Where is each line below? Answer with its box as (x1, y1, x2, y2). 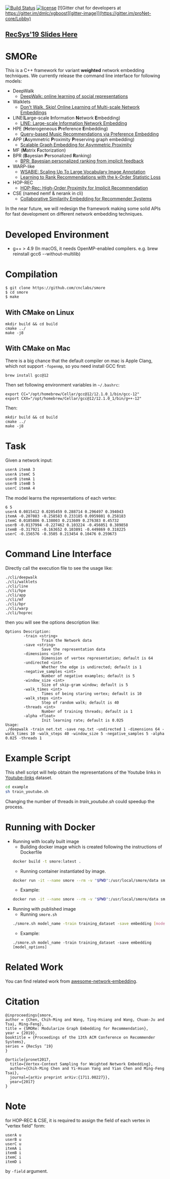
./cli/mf (5, 597, 24, 602)
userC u (5, 1141, 22, 1147)
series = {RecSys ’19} (5, 1044, 53, 1049)
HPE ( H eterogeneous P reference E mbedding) (12, 126, 108, 132)
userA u (5, 1133, 22, 1138)
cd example (5, 784, 28, 790)
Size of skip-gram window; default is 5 (41, 682, 128, 687)
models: (5, 78, 22, 84)
